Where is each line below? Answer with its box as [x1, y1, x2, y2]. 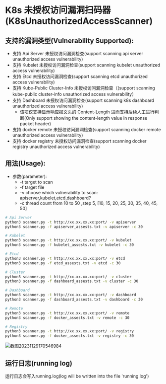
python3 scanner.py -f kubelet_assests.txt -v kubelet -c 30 [5, 242, 134, 247]
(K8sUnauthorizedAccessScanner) [5, 15, 153, 27]
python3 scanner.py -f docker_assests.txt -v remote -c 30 [5, 315, 130, 320]
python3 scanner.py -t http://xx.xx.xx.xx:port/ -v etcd [5, 256, 125, 261]
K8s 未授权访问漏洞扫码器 [5, 4, 111, 16]
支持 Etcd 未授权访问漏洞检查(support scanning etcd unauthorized [12, 74, 148, 79]
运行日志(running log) [5, 359, 73, 368]
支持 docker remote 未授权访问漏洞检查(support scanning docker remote [12, 127, 161, 132]
